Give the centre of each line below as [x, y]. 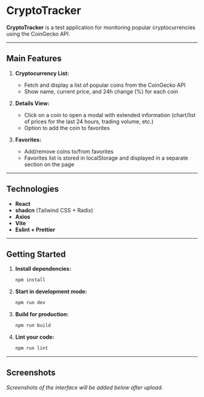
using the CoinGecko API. [38, 33]
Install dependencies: [43, 269]
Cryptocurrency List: [42, 73]
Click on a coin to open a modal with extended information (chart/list [110, 115]
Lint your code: [35, 337]
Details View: [32, 103]
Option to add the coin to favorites [67, 127]
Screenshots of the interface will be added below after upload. [85, 387]
